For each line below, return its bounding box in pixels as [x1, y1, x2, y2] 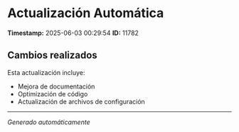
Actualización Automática [7, 5, 164, 21]
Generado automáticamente [7, 118, 90, 126]
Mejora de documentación [17, 82, 95, 91]
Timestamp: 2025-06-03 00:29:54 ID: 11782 [7, 29, 139, 37]
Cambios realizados [7, 49, 97, 61]
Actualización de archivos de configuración [17, 97, 146, 106]
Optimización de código [17, 89, 88, 98]
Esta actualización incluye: [7, 68, 85, 76]
